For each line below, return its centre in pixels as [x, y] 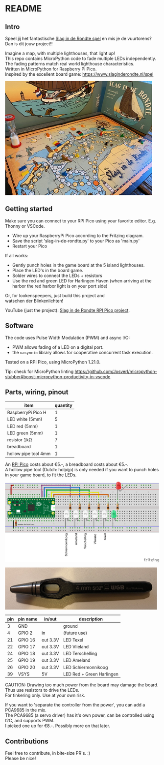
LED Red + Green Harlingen [91, 674]
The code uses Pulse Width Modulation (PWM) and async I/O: [68, 337]
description [91, 619]
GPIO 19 [27, 660]
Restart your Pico [30, 246]
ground [71, 626]
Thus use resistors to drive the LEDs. [42, 690]
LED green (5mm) [25, 433]
